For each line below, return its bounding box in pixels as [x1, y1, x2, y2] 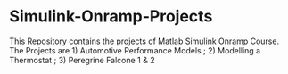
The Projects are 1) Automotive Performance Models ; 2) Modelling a [9, 45, 261, 55]
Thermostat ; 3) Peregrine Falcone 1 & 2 [9, 54, 155, 65]
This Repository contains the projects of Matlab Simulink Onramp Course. [9, 36, 279, 46]
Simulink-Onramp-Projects [9, 6, 213, 27]
